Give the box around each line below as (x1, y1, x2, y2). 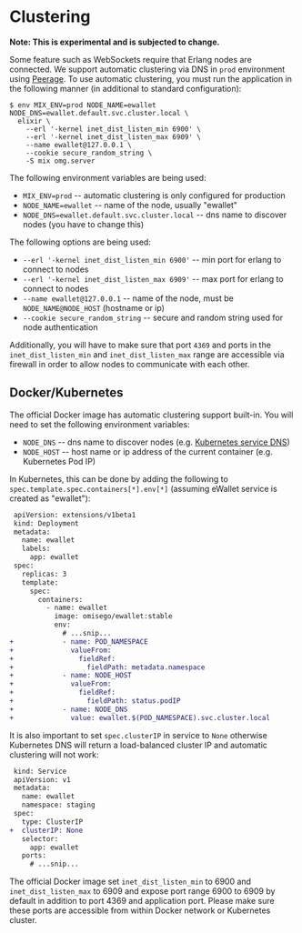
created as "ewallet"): (9, 493, 91, 504)
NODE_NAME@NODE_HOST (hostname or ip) (22, 302, 166, 313)
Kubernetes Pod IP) (22, 456, 96, 466)
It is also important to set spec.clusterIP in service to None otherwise (9, 729, 268, 740)
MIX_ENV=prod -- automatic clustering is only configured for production (22, 189, 287, 201)
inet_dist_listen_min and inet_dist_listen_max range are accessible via (9, 348, 285, 360)
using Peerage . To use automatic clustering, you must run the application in (9, 73, 293, 84)
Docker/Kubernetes (9, 385, 124, 401)
